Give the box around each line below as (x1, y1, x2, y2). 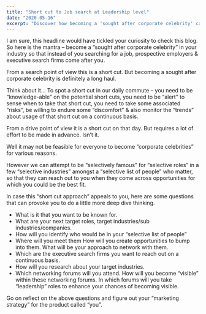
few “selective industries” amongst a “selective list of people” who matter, (6, 168, 193, 175)
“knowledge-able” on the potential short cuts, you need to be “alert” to (6, 93, 185, 101)
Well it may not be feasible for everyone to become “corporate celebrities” (6, 143, 194, 151)
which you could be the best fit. (6, 181, 86, 189)
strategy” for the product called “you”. (6, 301, 102, 308)
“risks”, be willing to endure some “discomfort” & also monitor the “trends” (6, 107, 194, 114)
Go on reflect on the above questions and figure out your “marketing (6, 294, 180, 302)
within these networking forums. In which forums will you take (15, 276, 172, 283)
